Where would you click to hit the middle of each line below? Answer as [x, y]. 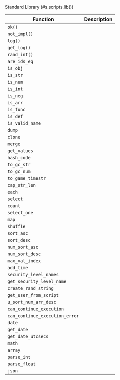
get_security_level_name [37, 281]
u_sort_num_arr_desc [32, 302]
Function [43, 19]
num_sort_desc [24, 254]
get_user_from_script [33, 295]
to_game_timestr [27, 179]
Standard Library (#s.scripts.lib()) [39, 7]
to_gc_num [19, 172]
